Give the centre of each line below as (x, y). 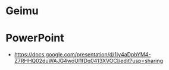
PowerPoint (35, 38)
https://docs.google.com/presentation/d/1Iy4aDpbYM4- (82, 55)
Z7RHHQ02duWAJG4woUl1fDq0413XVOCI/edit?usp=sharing (89, 61)
